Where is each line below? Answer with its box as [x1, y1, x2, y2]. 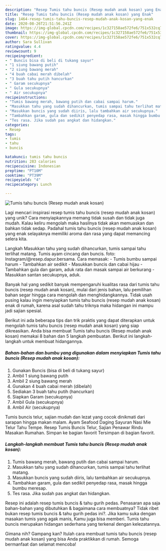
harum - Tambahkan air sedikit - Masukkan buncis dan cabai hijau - [5, 261, 143, 267]
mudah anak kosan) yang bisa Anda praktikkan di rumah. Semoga [5, 536, 139, 542]
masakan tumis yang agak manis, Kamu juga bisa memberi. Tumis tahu [5, 516, 149, 522]
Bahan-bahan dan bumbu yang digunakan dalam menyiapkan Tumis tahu [5, 350, 161, 356]
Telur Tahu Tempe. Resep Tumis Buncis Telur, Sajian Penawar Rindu [5, 424, 143, 430]
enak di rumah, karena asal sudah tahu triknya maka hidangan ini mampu [5, 303, 154, 308]
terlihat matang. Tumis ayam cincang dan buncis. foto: [5, 251, 116, 257]
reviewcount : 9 [5, 49, 37, 54]
